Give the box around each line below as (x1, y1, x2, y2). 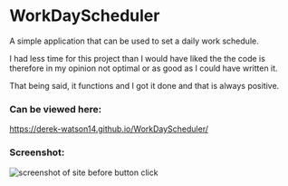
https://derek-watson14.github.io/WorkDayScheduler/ (9, 123, 209, 134)
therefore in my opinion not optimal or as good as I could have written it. (9, 63, 278, 73)
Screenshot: (9, 146, 65, 159)
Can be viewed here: (9, 103, 102, 115)
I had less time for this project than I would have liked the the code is (9, 53, 265, 64)
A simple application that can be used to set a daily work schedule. (9, 35, 260, 46)
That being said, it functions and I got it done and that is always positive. (9, 80, 280, 91)
